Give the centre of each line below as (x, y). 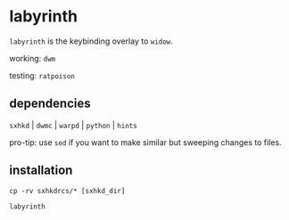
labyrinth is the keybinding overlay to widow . (91, 41)
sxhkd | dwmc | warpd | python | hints (74, 125)
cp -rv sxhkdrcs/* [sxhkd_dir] (67, 191)
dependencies (50, 104)
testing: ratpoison (42, 75)
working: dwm (33, 58)
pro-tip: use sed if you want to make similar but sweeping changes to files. (146, 142)
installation (41, 171)
